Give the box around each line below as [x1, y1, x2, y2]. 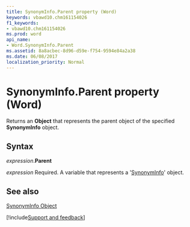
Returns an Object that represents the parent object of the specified [6, 118, 175, 125]
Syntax [6, 141, 34, 151]
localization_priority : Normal [6, 59, 85, 65]
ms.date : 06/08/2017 [6, 53, 58, 59]
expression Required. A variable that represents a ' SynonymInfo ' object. [6, 169, 185, 176]
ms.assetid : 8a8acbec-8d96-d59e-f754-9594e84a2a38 [6, 48, 136, 54]
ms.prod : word [6, 31, 42, 37]
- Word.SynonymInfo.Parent [6, 43, 74, 49]
